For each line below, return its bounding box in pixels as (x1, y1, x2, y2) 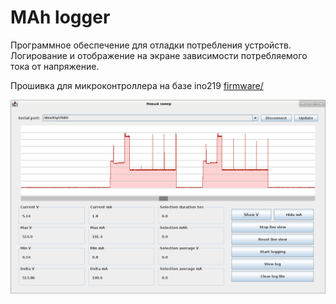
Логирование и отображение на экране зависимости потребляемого (10, 49, 308, 61)
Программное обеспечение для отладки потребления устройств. (10, 39, 292, 51)
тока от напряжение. (10, 60, 100, 72)
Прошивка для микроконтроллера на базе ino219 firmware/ (10, 79, 264, 91)
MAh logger (10, 6, 111, 29)
